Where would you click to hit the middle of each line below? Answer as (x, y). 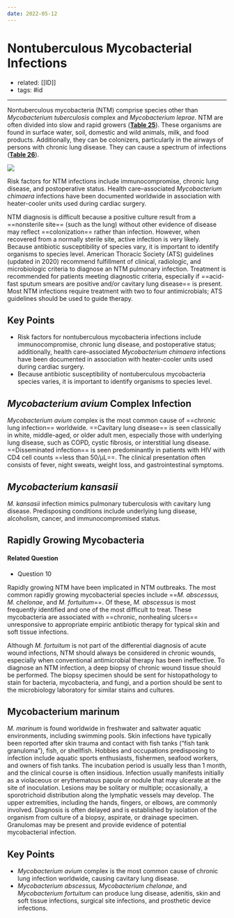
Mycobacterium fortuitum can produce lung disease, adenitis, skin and (119, 894)
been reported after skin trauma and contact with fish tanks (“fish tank (108, 743)
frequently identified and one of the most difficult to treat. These (100, 609)
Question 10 (34, 574)
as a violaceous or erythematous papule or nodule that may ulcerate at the (114, 780)
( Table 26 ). (23, 154)
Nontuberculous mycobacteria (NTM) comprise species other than (103, 110)
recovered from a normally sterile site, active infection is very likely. (104, 239)
